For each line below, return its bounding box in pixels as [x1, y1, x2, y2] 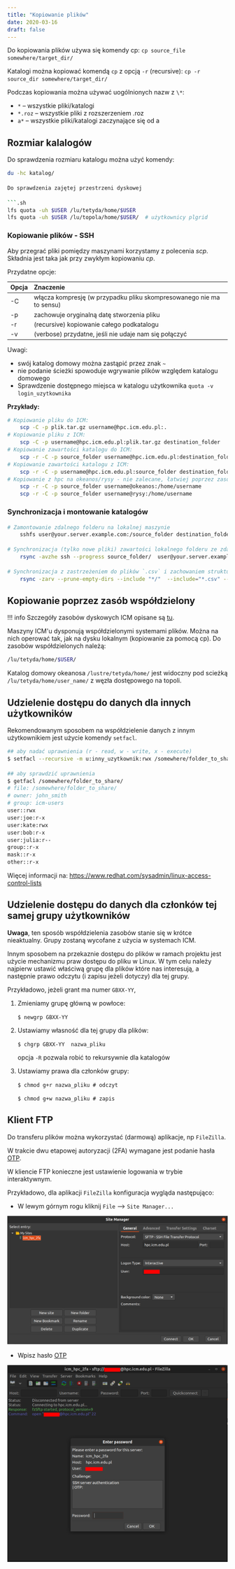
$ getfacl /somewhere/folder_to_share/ [7, 778, 124, 784]
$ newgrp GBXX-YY [17, 1013, 69, 1021]
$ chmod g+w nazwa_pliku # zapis [17, 1095, 115, 1102]
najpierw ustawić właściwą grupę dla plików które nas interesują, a [7, 964, 199, 973]
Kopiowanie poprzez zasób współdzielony [7, 595, 196, 607]
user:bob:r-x [7, 829, 45, 836]
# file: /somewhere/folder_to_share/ [7, 784, 117, 792]
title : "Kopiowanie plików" [7, 11, 90, 18]
